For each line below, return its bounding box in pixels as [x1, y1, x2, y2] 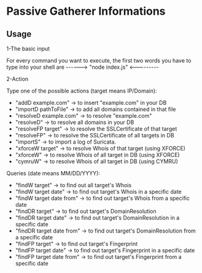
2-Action [6, 75, 29, 82]
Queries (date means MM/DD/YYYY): [6, 170, 100, 177]
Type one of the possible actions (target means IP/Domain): [6, 87, 158, 94]
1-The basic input [6, 45, 50, 52]
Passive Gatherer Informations [6, 4, 166, 18]
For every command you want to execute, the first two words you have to [6, 57, 192, 64]
